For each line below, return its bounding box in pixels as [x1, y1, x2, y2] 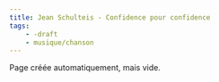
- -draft [25, 29, 58, 38]
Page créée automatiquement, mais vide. [9, 62, 162, 73]
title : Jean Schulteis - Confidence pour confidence [9, 12, 211, 22]
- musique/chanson [25, 37, 94, 47]
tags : [9, 21, 30, 30]
